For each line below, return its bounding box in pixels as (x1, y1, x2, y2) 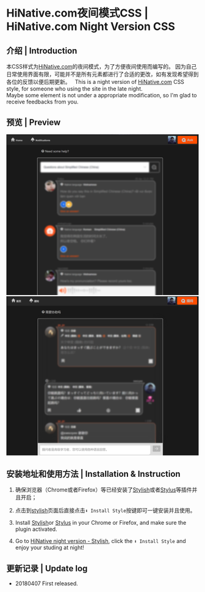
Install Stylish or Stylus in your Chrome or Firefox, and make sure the (15, 519, 187, 526)
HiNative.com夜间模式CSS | (6, 6, 148, 20)
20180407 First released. (15, 580, 78, 587)
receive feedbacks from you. (6, 98, 79, 105)
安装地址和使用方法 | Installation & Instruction (6, 468, 181, 479)
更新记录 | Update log (6, 563, 88, 574)
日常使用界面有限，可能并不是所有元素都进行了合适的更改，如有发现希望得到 (6, 70, 199, 78)
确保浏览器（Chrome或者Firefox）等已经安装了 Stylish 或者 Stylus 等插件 (15, 486, 192, 493)
